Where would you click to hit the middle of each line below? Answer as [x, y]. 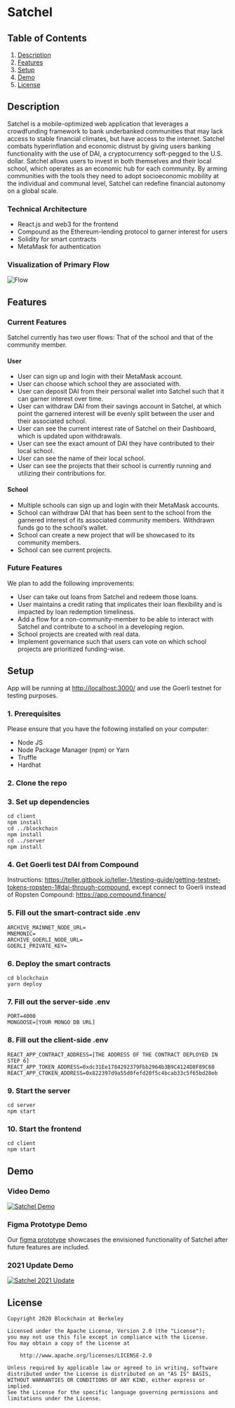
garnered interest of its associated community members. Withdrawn [116, 520]
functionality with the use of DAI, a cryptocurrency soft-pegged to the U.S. [115, 153]
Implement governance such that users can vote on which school [112, 641]
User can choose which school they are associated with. [99, 384]
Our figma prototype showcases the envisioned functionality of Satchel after [117, 1240]
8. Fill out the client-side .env [58, 1040]
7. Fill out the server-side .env [59, 1002]
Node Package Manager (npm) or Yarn [73, 750]
